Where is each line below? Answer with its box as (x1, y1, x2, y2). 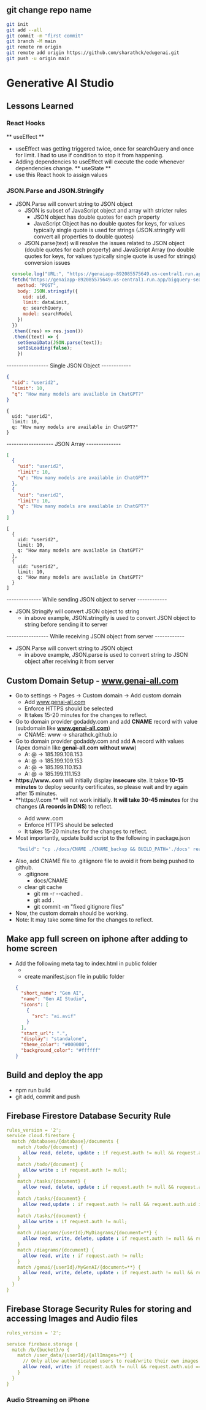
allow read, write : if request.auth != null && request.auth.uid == (22, 1364, 202, 1370)
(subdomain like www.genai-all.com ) (15, 724, 110, 732)
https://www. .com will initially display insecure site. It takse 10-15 (15, 777, 184, 784)
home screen (6, 943, 58, 954)
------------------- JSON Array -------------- (6, 440, 121, 447)
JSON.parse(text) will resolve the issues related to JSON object (24, 240, 185, 247)
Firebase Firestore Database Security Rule (6, 1111, 171, 1121)
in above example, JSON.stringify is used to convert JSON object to (24, 614, 196, 622)
